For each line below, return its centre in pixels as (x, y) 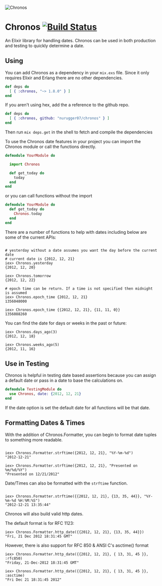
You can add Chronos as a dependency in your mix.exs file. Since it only (77, 72)
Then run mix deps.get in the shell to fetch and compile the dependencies (79, 132)
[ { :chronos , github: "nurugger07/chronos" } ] (59, 118)
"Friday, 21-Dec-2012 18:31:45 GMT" (42, 563)
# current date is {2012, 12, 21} (40, 259)
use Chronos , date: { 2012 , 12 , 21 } (45, 394)
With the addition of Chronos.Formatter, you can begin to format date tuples (81, 435)
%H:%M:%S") (29, 500)
